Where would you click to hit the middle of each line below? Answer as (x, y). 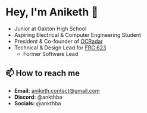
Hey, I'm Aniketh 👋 (52, 12)
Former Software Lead (51, 54)
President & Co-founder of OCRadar (58, 41)
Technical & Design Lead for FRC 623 (60, 48)
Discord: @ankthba (38, 97)
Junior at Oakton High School (50, 29)
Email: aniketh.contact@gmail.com (57, 90)
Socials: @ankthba (37, 103)
